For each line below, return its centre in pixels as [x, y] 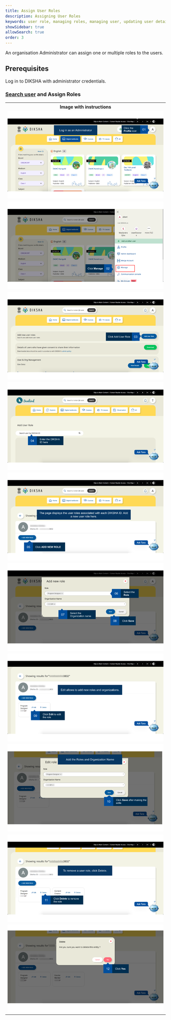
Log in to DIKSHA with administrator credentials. [56, 81]
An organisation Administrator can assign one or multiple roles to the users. [84, 53]
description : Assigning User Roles [43, 16]
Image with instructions [85, 106]
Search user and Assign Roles [43, 94]
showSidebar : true [25, 27]
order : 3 [15, 38]
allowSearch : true [25, 32]
